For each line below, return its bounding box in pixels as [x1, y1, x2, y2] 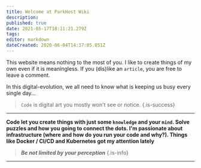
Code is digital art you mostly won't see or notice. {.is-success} [20, 101, 175, 108]
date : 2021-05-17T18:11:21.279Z [6, 25, 87, 32]
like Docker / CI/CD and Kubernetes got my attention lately [6, 137, 154, 145]
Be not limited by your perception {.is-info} [20, 149, 129, 156]
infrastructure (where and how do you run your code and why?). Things [6, 131, 188, 138]
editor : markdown [6, 37, 50, 43]
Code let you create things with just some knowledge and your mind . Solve [6, 118, 190, 125]
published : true [6, 20, 47, 26]
